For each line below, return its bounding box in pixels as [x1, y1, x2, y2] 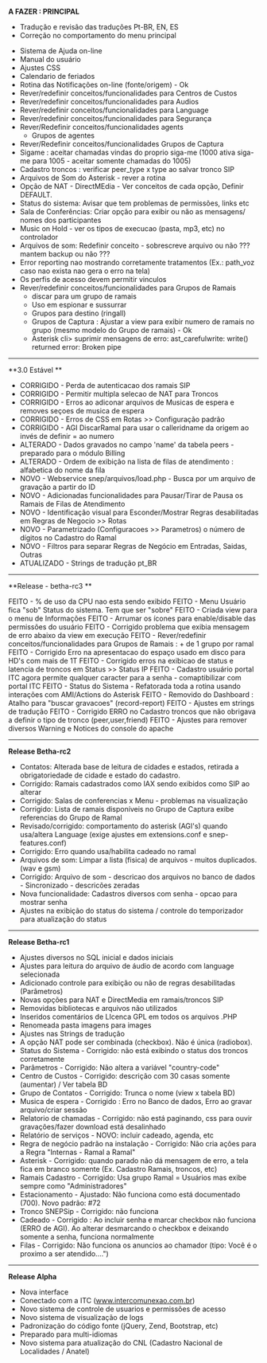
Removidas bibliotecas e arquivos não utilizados [19, 1004, 177, 1012]
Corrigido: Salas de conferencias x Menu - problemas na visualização [19, 796, 248, 805]
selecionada [19, 969, 60, 979]
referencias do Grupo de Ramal [19, 813, 122, 822]
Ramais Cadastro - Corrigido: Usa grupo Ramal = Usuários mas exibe [19, 1173, 247, 1182]
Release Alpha [8, 1272, 57, 1281]
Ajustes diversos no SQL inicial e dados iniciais [19, 953, 174, 962]
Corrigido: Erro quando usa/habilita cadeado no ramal [19, 847, 196, 856]
